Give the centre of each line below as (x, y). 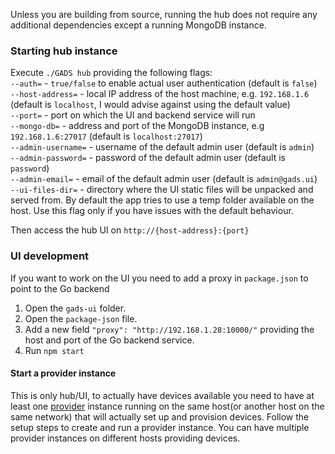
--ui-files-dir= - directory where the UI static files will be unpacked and (162, 190)
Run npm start (54, 350)
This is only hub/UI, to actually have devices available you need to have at (162, 395)
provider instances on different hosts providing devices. (125, 438)
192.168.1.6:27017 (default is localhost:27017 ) (106, 136)
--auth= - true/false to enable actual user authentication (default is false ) (164, 83)
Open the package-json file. (81, 318)
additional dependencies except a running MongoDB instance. (138, 25)
